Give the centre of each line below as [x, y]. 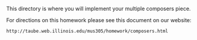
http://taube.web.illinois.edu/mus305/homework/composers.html [87, 31]
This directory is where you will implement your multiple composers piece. [98, 9]
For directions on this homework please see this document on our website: [99, 20]
